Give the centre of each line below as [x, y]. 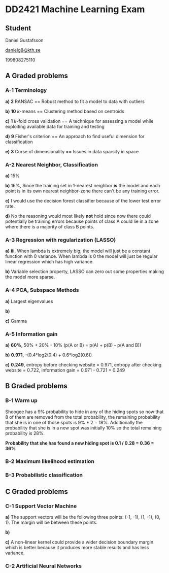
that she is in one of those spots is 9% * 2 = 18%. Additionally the [74, 422]
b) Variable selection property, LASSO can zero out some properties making [84, 272]
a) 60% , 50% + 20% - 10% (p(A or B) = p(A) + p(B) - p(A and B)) [73, 345]
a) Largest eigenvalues [29, 301]
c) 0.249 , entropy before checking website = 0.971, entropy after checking [83, 364]
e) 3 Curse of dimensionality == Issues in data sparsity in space [72, 151]
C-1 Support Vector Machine [41, 506]
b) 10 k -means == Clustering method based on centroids [65, 111]
